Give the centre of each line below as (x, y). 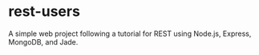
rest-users (44, 12)
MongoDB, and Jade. (43, 41)
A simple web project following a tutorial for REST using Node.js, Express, (130, 33)
